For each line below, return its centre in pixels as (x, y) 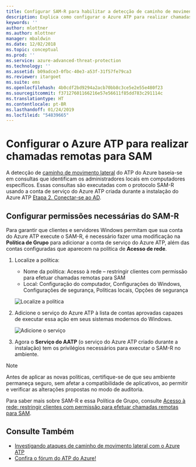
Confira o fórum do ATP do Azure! (55, 458)
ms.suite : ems (23, 83)
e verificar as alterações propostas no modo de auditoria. (75, 389)
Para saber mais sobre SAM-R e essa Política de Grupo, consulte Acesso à (96, 401)
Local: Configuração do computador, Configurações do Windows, (102, 284)
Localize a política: (37, 260)
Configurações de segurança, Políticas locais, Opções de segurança (106, 290)
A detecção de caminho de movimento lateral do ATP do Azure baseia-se (94, 173)
